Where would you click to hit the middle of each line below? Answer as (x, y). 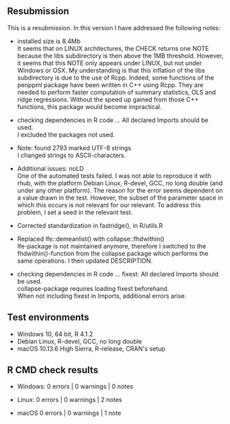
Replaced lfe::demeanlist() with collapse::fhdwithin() (91, 239)
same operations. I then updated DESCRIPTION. (85, 261)
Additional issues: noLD (50, 168)
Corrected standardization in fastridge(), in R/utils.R (90, 225)
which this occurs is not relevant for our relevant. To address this (109, 204)
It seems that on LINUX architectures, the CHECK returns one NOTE (113, 48)
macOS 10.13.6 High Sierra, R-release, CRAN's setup (91, 349)
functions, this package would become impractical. (89, 106)
